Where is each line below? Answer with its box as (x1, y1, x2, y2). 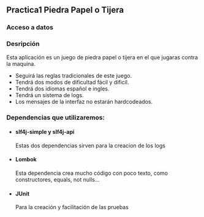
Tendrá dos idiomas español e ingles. (15, 85, 110, 92)
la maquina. (6, 60, 36, 67)
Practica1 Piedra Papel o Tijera (6, 5, 124, 15)
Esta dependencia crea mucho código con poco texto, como (15, 169, 168, 177)
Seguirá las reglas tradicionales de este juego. (15, 72, 132, 79)
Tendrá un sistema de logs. (15, 91, 84, 98)
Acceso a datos (6, 23, 54, 32)
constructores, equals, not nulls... (15, 175, 100, 183)
